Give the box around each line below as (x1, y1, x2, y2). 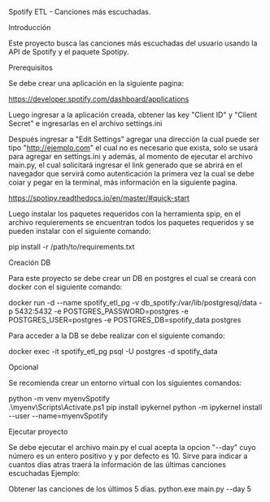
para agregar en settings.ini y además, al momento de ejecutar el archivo (8, 152, 254, 161)
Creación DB (8, 257, 51, 267)
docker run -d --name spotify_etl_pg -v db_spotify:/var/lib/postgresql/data (8, 298, 258, 307)
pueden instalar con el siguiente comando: (8, 227, 151, 236)
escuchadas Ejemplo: (8, 469, 81, 478)
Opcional (8, 362, 39, 372)
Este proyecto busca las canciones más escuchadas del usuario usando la (8, 38, 258, 48)
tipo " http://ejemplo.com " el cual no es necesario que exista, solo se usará (8, 143, 259, 153)
